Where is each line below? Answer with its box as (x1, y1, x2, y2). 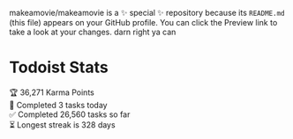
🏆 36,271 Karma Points (9, 87, 94, 98)
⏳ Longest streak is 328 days (9, 119, 116, 130)
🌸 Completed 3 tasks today (9, 99, 108, 110)
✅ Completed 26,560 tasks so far (9, 109, 131, 120)
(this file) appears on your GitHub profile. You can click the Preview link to (9, 18, 278, 27)
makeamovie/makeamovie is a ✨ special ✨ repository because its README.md (9, 8, 285, 18)
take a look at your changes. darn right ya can (9, 26, 177, 37)
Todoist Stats (9, 57, 109, 77)
